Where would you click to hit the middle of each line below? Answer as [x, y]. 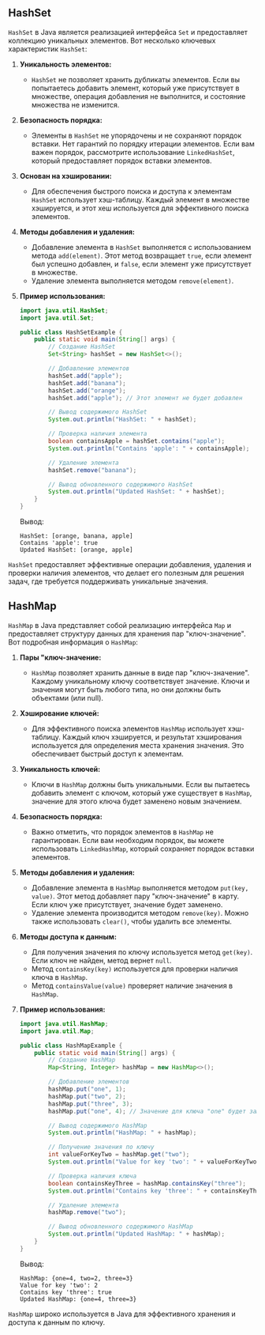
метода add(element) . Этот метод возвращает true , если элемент [142, 255]
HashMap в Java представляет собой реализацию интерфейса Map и [119, 625]
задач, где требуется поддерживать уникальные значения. [108, 581]
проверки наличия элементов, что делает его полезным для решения [126, 573]
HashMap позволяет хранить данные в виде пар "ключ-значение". [140, 672]
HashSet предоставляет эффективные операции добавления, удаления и [130, 565]
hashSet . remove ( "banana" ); [93, 470]
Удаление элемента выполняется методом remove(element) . [132, 281]
